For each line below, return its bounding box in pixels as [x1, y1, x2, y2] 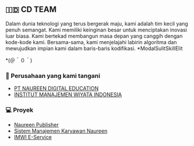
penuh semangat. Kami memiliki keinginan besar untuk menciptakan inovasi [5, 26, 188, 33]
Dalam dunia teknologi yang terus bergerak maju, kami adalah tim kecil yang [5, 20, 189, 27]
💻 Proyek [5, 106, 34, 114]
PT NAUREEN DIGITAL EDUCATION [13, 85, 99, 92]
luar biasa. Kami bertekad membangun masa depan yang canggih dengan [5, 32, 183, 40]
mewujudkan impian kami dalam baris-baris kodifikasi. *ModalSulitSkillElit [5, 45, 183, 52]
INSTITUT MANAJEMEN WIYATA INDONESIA [13, 91, 122, 98]
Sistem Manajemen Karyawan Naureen [13, 127, 108, 134]
